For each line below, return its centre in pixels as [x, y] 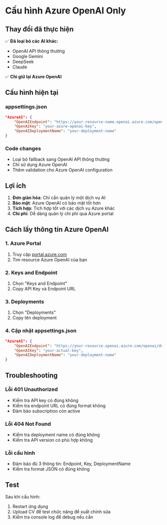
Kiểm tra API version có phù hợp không [52, 440]
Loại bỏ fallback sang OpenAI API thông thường [61, 159]
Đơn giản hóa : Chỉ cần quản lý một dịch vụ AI [59, 198]
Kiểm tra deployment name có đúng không [56, 435]
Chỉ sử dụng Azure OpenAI [40, 165]
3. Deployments [25, 302]
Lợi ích [16, 185]
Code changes [23, 148]
